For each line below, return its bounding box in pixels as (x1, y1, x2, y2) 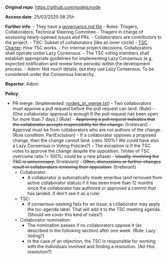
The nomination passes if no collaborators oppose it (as (27, 222, 142, 228)
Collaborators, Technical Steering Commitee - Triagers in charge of (5, 29, 144, 34)
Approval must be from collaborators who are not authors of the (12, 127, 144, 133)
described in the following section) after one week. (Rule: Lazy (27, 228, 156, 234)
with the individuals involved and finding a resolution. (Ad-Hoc (27, 244, 156, 249)
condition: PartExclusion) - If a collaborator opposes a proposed (24, 132, 156, 138)
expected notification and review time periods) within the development (5, 61, 151, 66)
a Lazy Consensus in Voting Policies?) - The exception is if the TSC (12, 143, 151, 149)
